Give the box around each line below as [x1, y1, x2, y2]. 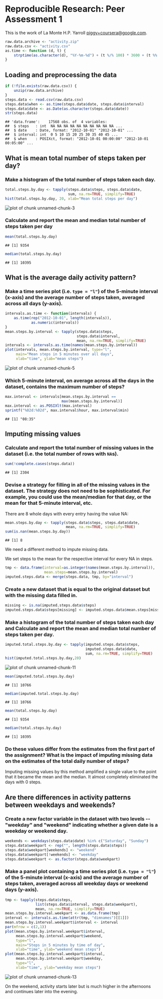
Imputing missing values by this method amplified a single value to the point [5, 769, 157, 775]
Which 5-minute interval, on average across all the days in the [5, 377, 154, 384]
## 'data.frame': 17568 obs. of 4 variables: [5, 120, 108, 124]
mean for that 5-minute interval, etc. [5, 499, 93, 506]
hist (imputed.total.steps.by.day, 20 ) [5, 655, 81, 660]
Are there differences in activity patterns [5, 793, 131, 801]
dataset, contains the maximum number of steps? [5, 383, 125, 390]
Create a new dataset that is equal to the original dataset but [5, 586, 150, 592]
